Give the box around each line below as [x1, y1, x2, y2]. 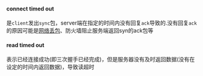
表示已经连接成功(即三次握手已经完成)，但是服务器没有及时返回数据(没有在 [6, 56, 195, 63]
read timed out [6, 41, 45, 48]
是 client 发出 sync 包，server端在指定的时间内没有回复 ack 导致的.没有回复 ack [6, 19, 197, 27]
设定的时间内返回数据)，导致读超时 [6, 63, 95, 70]
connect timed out [6, 5, 54, 12]
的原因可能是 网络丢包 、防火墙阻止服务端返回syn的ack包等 [6, 27, 154, 34]
